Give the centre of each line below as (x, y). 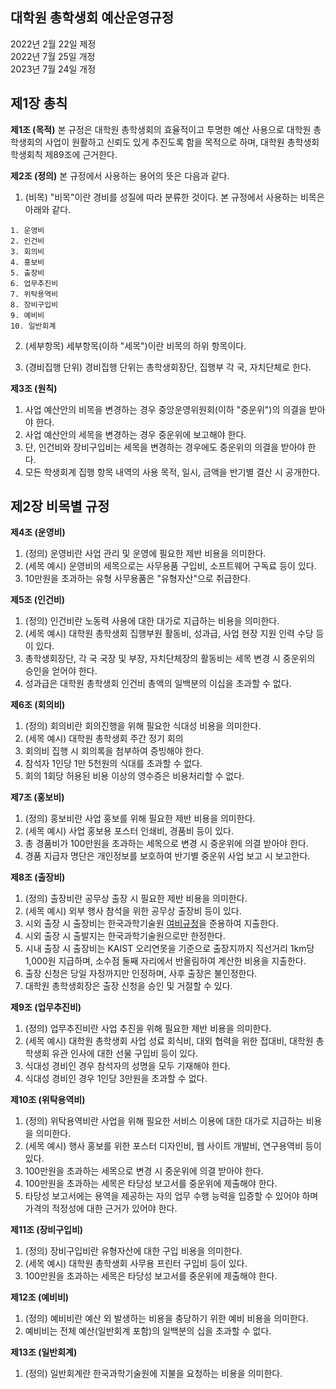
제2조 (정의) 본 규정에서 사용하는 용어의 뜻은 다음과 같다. (120, 175)
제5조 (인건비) (37, 600)
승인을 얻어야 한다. (61, 671)
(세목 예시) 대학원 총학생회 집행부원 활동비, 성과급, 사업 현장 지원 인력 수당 (169, 634)
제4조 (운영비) (38, 532)
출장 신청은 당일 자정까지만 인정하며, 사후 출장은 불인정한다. (141, 974)
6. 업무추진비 (34, 283)
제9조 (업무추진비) (46, 1007)
